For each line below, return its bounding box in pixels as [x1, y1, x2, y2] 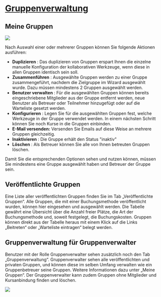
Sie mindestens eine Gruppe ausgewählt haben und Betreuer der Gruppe [5, 161, 151, 167]
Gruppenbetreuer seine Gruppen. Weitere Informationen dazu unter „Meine [5, 267, 155, 273]
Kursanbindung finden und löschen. [5, 277, 77, 283]
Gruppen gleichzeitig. [12, 131, 55, 137]
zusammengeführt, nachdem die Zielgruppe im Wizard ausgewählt [12, 80, 145, 85]
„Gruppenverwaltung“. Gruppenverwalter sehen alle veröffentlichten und [5, 256, 150, 262]
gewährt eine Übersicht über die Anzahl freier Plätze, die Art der [5, 209, 133, 214]
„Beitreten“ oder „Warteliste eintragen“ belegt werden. [5, 224, 113, 230]
